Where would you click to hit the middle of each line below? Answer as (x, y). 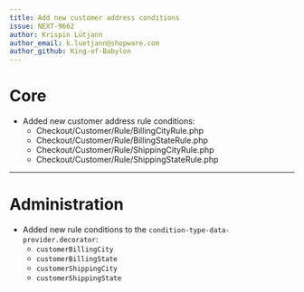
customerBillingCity (75, 250)
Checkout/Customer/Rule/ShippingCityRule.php (125, 150)
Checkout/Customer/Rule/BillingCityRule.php (120, 131)
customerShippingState (79, 278)
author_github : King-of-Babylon (70, 52)
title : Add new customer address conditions (95, 18)
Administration (66, 205)
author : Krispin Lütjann (56, 34)
